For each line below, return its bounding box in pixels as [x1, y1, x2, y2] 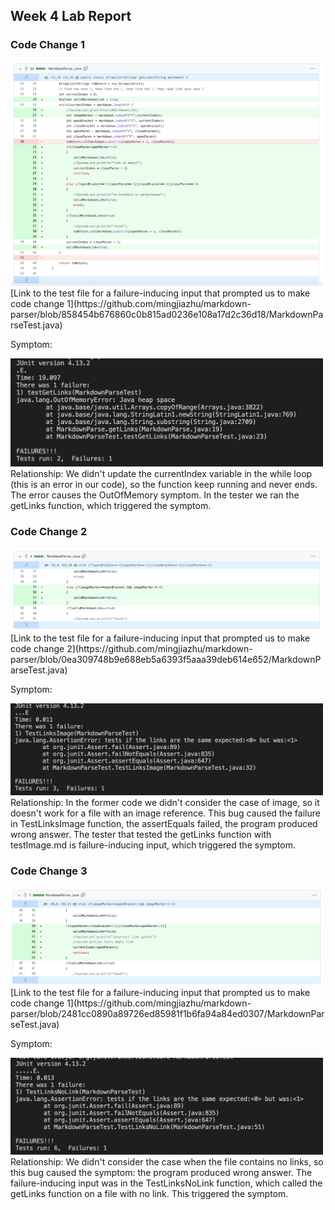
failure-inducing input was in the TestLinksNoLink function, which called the [10, 1177, 323, 1189]
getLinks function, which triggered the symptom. [10, 499, 212, 511]
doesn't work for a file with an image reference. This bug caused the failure [10, 807, 321, 819]
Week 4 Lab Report [10, 8, 132, 25]
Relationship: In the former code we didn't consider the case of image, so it [10, 797, 320, 809]
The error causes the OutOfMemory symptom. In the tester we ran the [10, 489, 300, 501]
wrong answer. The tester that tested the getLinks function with [10, 829, 272, 841]
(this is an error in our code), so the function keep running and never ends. [10, 478, 318, 490]
